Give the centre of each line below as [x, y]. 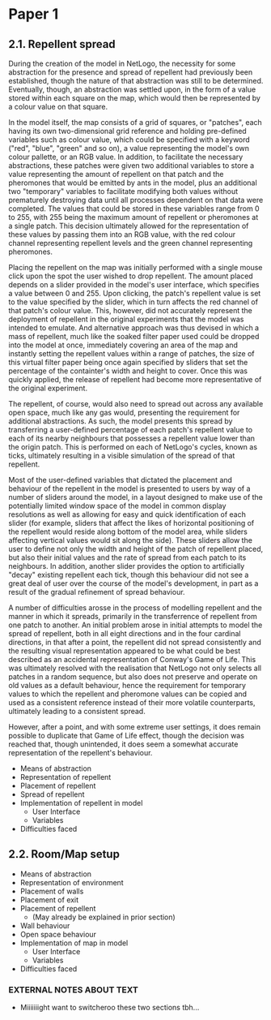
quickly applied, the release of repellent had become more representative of [135, 379]
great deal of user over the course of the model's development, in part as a [133, 583]
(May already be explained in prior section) [104, 917]
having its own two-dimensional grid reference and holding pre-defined [127, 131]
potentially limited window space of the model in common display [117, 506]
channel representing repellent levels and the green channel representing [131, 243]
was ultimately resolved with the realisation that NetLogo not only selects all [135, 668]
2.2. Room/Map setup [64, 854]
